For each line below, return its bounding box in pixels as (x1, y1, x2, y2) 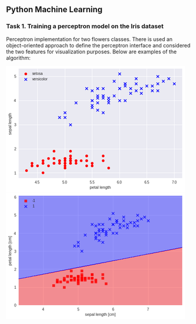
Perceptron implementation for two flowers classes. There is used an (6, 35, 173, 43)
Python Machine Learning (6, 5, 103, 15)
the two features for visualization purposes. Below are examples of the (6, 48, 177, 55)
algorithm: (6, 54, 31, 61)
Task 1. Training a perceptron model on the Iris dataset (6, 22, 164, 30)
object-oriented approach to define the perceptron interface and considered (6, 42, 191, 49)
